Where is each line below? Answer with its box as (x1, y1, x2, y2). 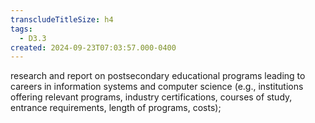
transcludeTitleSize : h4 (10, 14, 114, 25)
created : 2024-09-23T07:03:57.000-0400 (10, 42, 177, 53)
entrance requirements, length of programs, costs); (10, 102, 222, 114)
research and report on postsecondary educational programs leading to (10, 70, 306, 82)
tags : (10, 24, 33, 34)
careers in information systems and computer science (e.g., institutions (10, 81, 304, 93)
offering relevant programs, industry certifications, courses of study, (10, 91, 293, 103)
